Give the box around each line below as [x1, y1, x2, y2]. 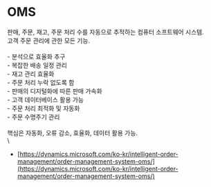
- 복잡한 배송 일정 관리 [7, 61, 68, 69]
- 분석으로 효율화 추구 [7, 52, 66, 61]
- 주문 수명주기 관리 [7, 112, 60, 121]
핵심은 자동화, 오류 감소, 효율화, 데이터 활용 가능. [7, 128, 138, 137]
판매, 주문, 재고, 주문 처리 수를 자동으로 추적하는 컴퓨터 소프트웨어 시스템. [7, 28, 204, 36]
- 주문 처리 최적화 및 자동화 [7, 104, 80, 112]
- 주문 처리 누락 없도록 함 [7, 78, 75, 86]
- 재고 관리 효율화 [7, 70, 55, 78]
